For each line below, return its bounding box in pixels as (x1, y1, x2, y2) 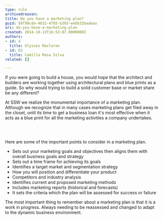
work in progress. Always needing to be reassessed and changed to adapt (5, 204, 155, 210)
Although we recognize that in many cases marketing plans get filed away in (5, 105, 159, 110)
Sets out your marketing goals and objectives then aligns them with (12, 148, 148, 154)
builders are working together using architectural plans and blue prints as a (5, 80, 156, 86)
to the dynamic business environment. (5, 210, 82, 216)
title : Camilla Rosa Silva (9, 52, 64, 57)
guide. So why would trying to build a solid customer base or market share (5, 85, 155, 91)
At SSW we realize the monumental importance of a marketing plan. (5, 99, 142, 105)
